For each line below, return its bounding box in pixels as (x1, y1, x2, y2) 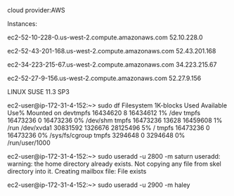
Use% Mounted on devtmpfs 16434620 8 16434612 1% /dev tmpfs (7, 109, 201, 117)
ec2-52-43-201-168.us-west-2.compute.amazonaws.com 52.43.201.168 (7, 47, 216, 55)
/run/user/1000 (7, 138, 51, 147)
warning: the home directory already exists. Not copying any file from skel (7, 159, 221, 168)
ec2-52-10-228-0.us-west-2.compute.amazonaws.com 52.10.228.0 (7, 33, 203, 41)
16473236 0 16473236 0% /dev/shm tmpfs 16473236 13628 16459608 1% (7, 116, 223, 124)
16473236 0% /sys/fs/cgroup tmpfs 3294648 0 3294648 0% (7, 131, 186, 139)
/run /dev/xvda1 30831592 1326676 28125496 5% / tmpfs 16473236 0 (7, 124, 210, 132)
